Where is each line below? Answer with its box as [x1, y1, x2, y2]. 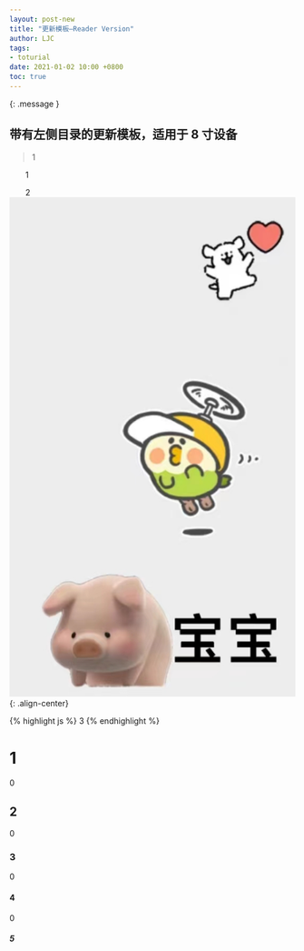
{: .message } [9, 98, 60, 109]
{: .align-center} [9, 698, 70, 709]
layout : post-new [9, 15, 75, 24]
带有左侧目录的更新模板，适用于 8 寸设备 [9, 127, 238, 143]
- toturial [9, 53, 51, 63]
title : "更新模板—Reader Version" [9, 24, 134, 34]
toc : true [9, 73, 47, 82]
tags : [9, 44, 30, 53]
